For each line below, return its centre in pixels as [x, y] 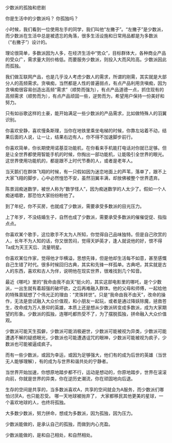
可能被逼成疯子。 [37, 344]
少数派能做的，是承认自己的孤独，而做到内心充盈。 [59, 424]
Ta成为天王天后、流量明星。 [35, 247]
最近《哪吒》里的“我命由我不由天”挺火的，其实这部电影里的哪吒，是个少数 [84, 282]
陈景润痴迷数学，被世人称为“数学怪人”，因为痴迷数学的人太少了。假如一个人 [86, 189]
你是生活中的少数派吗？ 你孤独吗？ [42, 18]
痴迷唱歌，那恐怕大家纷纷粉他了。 [41, 195]
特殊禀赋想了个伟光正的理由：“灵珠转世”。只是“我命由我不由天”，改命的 [85, 295]
